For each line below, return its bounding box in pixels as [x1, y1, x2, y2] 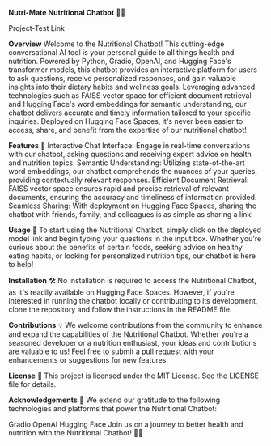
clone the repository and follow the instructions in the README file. [8, 304, 232, 314]
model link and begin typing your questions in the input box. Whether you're [8, 234, 262, 243]
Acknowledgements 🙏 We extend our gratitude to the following [8, 395, 221, 405]
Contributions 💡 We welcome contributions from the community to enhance [8, 321, 263, 329]
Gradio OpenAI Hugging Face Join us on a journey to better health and [8, 419, 243, 429]
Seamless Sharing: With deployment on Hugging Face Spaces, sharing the [8, 201, 257, 210]
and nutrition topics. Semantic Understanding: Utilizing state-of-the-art [8, 158, 245, 168]
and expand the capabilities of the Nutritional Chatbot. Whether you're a [8, 329, 249, 339]
